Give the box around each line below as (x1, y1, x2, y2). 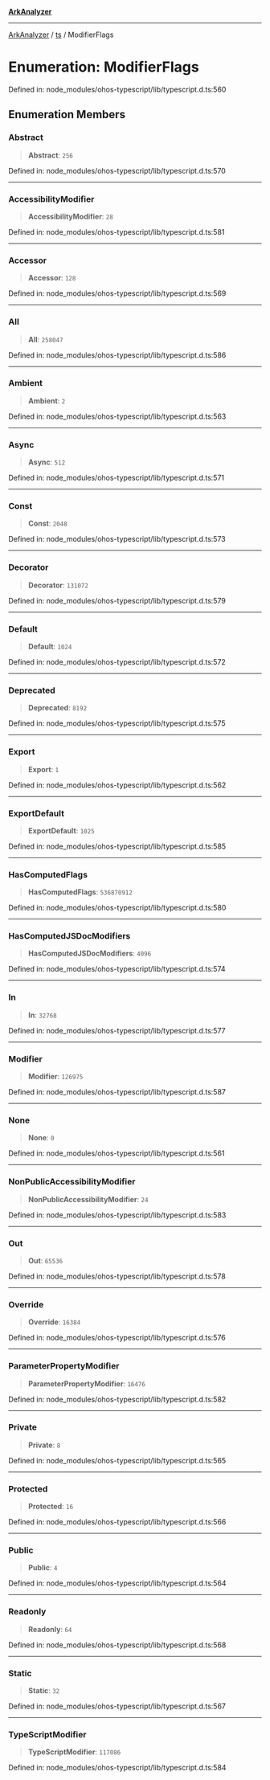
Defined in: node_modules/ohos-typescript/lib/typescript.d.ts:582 (8, 1394, 227, 1404)
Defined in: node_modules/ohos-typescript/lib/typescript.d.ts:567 (8, 1701, 227, 1711)
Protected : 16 (27, 1502, 74, 1512)
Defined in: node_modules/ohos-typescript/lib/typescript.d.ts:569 (8, 288, 227, 298)
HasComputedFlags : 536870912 (27, 887, 133, 897)
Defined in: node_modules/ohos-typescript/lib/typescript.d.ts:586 (8, 350, 227, 360)
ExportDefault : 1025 (27, 825, 95, 835)
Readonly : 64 (27, 1624, 72, 1634)
